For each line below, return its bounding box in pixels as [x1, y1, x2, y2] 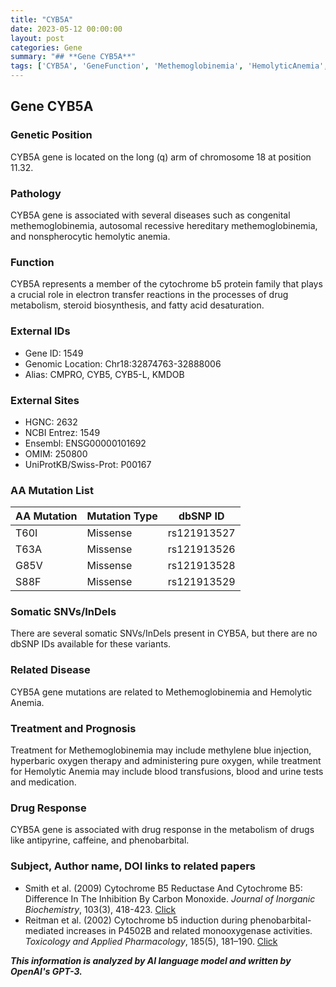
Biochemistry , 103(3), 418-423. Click [24, 903, 177, 915]
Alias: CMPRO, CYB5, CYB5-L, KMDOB [24, 368, 185, 380]
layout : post [10, 33, 65, 43]
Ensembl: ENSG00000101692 [24, 437, 147, 449]
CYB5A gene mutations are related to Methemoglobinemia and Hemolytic [10, 686, 313, 698]
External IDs [10, 324, 71, 338]
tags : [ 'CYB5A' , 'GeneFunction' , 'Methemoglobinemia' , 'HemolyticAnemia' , [10, 61, 329, 71]
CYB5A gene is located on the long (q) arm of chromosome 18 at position [10, 151, 312, 163]
